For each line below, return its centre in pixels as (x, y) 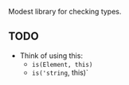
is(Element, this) (62, 64)
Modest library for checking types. (65, 12)
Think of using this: (51, 56)
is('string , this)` (60, 72)
